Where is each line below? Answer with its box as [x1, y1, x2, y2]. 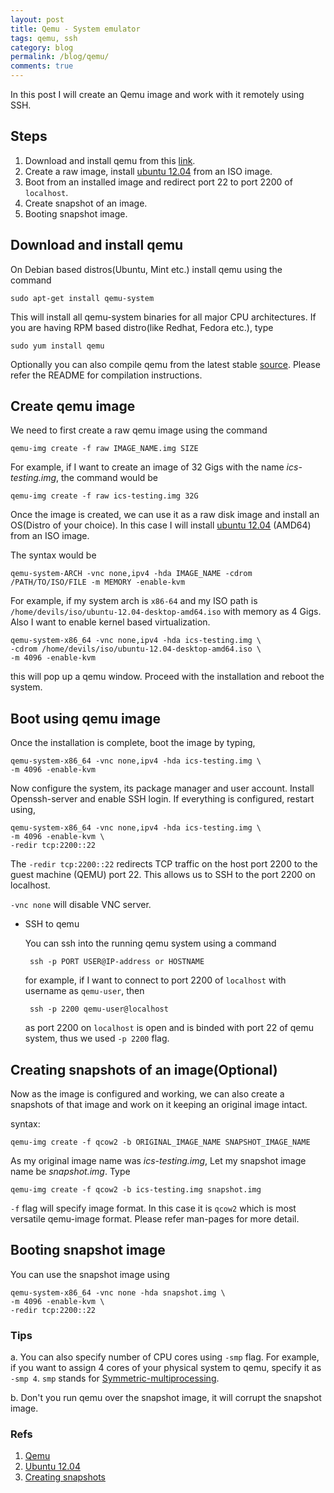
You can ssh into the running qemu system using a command [24, 937, 277, 950]
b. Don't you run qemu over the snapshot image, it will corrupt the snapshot [10, 1392, 322, 1404]
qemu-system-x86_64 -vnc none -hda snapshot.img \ [10, 1287, 226, 1298]
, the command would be [56, 472, 159, 484]
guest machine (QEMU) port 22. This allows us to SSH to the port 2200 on [10, 869, 316, 881]
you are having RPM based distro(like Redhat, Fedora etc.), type [10, 321, 274, 333]
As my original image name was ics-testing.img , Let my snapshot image [10, 1155, 307, 1167]
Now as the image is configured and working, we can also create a [10, 1088, 285, 1100]
